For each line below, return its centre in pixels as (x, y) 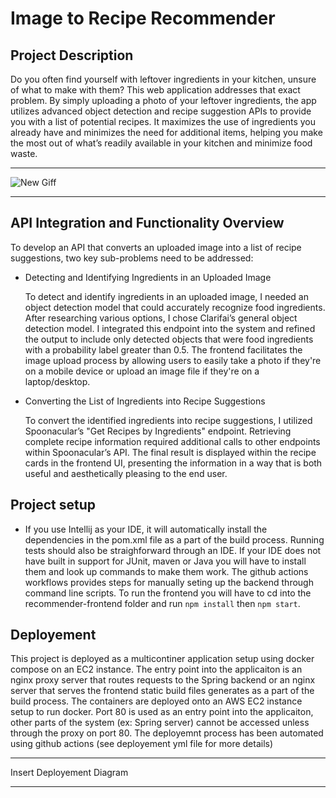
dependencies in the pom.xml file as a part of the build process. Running (174, 539)
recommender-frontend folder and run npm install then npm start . (162, 603)
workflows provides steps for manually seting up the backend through (169, 582)
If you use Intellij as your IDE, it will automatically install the (146, 529)
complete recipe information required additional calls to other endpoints (172, 441)
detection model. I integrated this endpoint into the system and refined (170, 328)
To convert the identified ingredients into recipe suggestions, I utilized (168, 420)
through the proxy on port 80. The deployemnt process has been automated (167, 733)
